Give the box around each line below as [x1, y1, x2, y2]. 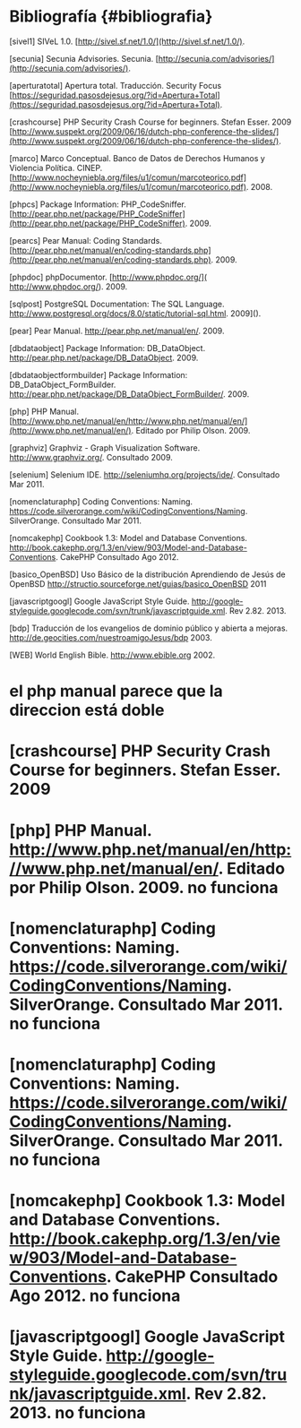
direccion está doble [9, 701, 165, 720]
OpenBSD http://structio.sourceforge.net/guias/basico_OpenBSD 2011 [9, 578, 267, 589]
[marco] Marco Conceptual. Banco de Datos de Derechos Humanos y [9, 152, 266, 163]
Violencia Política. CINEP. [9, 162, 103, 173]
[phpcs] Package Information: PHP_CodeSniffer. [9, 199, 186, 210]
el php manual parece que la [9, 681, 224, 701]
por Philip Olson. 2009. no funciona [9, 877, 279, 898]
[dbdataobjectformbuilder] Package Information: [9, 369, 188, 380]
